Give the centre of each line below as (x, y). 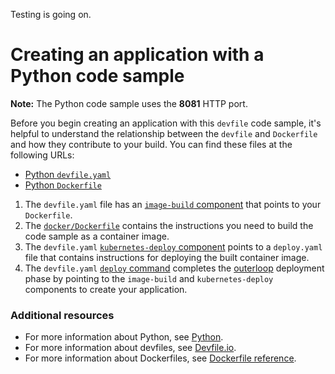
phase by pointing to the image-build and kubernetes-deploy (149, 278)
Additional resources (62, 315)
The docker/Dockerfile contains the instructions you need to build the (169, 225)
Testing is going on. (51, 14)
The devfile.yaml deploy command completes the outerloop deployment (174, 268)
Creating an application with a (137, 55)
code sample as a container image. (97, 236)
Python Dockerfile (63, 185)
